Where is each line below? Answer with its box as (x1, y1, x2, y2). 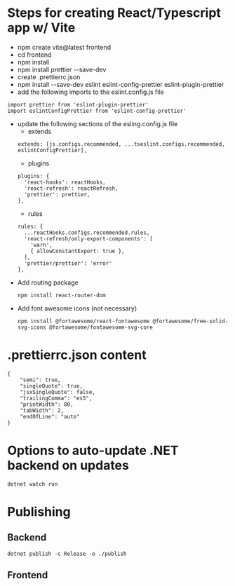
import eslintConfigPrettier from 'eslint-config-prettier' (7, 107, 187, 114)
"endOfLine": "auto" (20, 413, 80, 420)
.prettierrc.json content (7, 347, 147, 363)
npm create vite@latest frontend (17, 43, 112, 51)
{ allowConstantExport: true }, (30, 247, 125, 254)
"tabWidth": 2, (20, 407, 65, 414)
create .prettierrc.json (17, 72, 81, 81)
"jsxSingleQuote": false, (20, 388, 96, 395)
